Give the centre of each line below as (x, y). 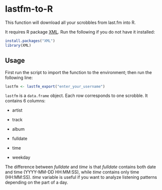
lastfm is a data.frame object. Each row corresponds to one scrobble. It (76, 95)
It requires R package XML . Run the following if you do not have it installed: (80, 32)
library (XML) (18, 45)
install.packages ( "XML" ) (30, 41)
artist (17, 110)
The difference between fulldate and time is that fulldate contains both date (81, 167)
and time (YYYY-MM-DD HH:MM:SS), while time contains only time (72, 172)
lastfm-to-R (29, 9)
